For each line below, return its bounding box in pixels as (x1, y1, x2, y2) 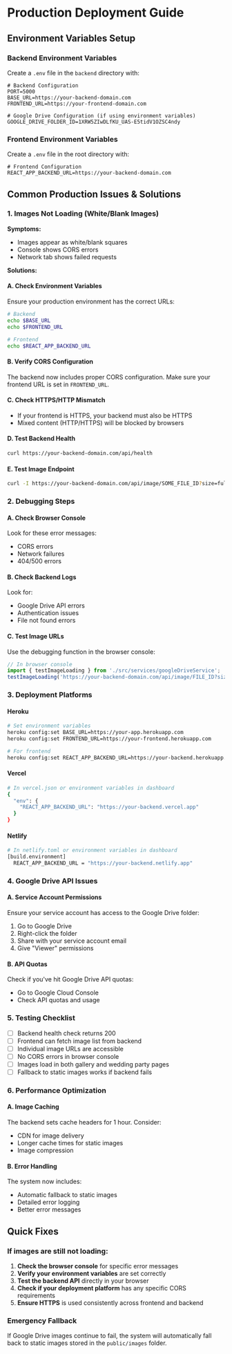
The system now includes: (7, 1177, 82, 1186)
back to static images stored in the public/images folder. (7, 1339, 167, 1347)
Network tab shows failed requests (17, 252, 117, 261)
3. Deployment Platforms (7, 690, 93, 699)
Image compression (17, 1146, 74, 1155)
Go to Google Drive (17, 922, 72, 930)
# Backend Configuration (7, 82, 79, 89)
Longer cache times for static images (17, 1139, 124, 1147)
